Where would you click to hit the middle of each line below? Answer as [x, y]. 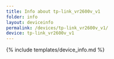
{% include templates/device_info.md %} [56, 50]
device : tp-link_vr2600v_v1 [40, 33]
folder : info [22, 17]
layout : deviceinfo [30, 22]
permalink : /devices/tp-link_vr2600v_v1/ [57, 28]
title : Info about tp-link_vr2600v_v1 [53, 11]
